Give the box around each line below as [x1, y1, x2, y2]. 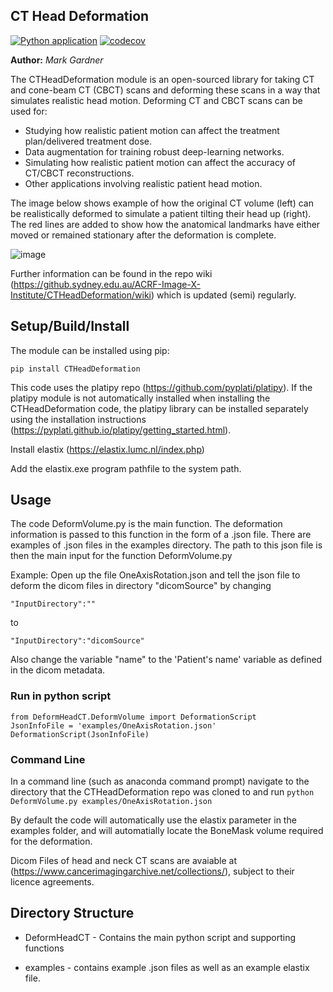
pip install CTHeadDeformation [10, 364, 141, 374]
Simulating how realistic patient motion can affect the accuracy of [24, 156, 297, 168]
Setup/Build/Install [10, 318, 130, 335]
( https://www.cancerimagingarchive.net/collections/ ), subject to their [10, 865, 295, 878]
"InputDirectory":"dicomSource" [10, 636, 145, 646]
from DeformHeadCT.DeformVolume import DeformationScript [10, 712, 257, 722]
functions [24, 942, 65, 954]
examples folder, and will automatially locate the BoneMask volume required [10, 825, 324, 837]
